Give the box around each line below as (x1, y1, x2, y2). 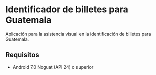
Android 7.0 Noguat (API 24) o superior (12, 64, 94, 70)
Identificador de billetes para (5, 4, 128, 15)
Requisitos (5, 51, 39, 59)
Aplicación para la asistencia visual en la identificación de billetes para (5, 31, 151, 37)
